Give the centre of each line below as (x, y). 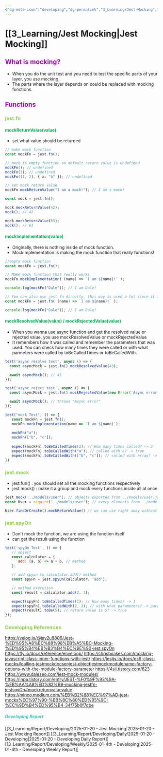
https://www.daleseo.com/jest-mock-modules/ (52, 674)
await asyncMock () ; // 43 (36, 375)
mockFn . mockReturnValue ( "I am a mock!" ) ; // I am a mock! (65, 190)
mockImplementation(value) (34, 236)
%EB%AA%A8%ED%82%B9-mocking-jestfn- (51, 684)
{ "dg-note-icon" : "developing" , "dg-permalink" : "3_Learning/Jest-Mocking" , (81, 9)
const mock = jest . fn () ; (30, 199)
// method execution (32, 588)
